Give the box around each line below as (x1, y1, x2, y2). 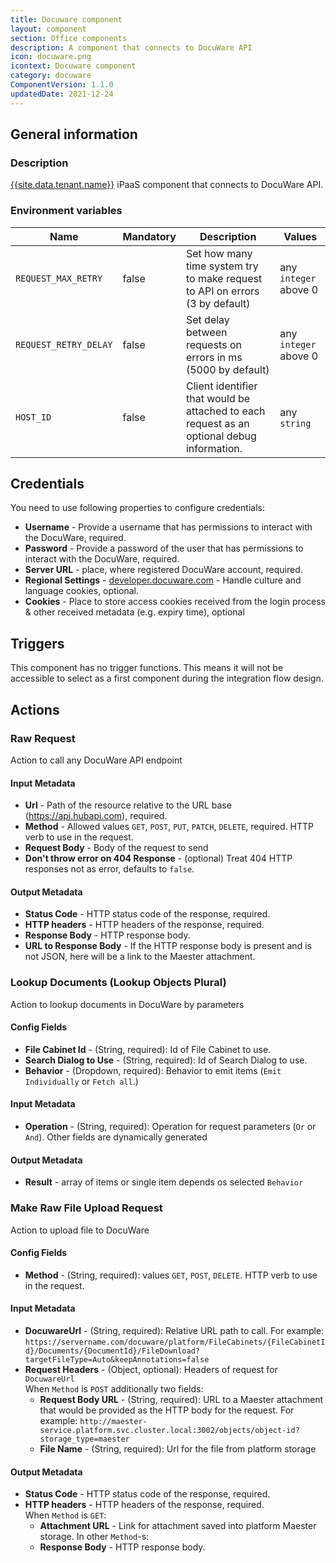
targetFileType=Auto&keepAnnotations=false (24, 1354, 210, 1365)
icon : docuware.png (10, 52, 92, 62)
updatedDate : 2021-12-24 (10, 89, 114, 99)
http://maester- (79, 1416, 148, 1426)
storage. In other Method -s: (39, 1531, 150, 1543)
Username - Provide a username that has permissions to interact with (24, 521, 313, 533)
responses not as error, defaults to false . (24, 863, 195, 875)
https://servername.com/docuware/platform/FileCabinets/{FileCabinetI (24, 1337, 326, 1347)
